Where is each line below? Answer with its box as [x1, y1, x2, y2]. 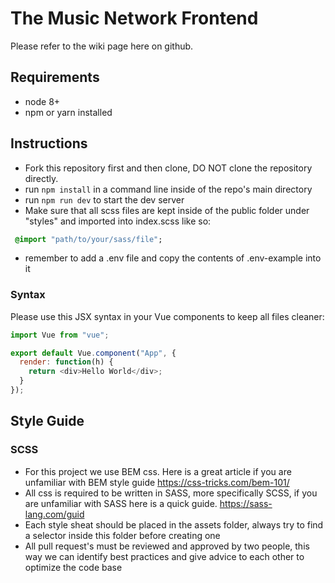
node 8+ [24, 95, 61, 107]
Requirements [10, 69, 100, 86]
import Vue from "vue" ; [10, 330, 110, 340]
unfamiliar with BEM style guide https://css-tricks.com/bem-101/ [24, 476, 290, 488]
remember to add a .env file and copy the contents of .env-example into [24, 252, 322, 264]
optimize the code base [24, 561, 123, 573]
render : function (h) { [19, 357, 114, 367]
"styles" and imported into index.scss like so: [24, 215, 212, 227]
